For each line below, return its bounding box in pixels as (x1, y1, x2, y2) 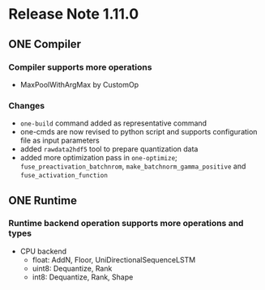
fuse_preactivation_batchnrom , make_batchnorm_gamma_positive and (19, 161, 246, 171)
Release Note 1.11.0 (8, 5, 139, 23)
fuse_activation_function (19, 172, 108, 180)
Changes (8, 100, 45, 111)
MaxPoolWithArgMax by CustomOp (19, 79, 139, 89)
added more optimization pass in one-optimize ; (19, 153, 178, 163)
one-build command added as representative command (19, 118, 207, 128)
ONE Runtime (8, 194, 77, 207)
